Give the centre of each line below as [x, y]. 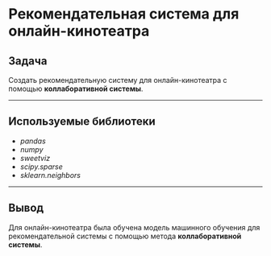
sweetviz [35, 158]
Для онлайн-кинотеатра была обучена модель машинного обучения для [134, 227]
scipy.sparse [41, 167]
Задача [28, 61]
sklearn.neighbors [50, 175]
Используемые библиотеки [82, 122]
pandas [33, 141]
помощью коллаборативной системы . [76, 89]
